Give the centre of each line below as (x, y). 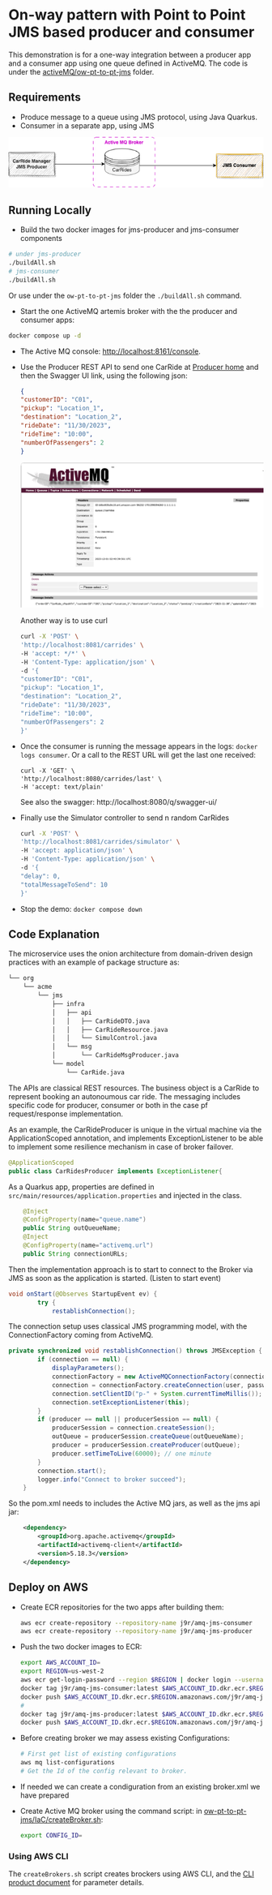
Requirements (45, 98)
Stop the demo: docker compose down (81, 909)
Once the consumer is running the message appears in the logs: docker (139, 746)
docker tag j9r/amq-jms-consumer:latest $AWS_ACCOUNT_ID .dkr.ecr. (134, 1688)
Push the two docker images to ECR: (81, 1647)
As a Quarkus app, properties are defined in (81, 1187)
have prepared (45, 1795)
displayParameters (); (88, 1369)
